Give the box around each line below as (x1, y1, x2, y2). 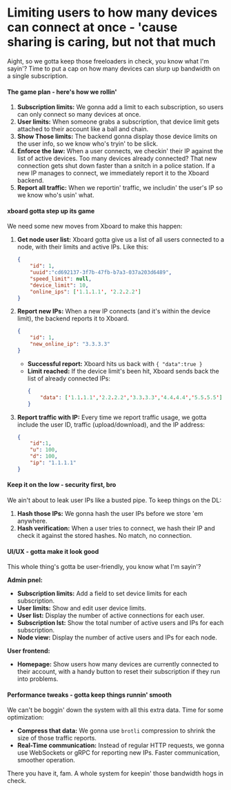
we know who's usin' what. (17, 191, 94, 200)
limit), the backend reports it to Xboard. (17, 314, 129, 322)
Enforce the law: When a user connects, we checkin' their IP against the (17, 147, 223, 155)
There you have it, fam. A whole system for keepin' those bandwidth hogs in (7, 769, 224, 778)
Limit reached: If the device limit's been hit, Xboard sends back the (27, 367, 219, 375)
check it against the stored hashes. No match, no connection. (17, 532, 192, 540)
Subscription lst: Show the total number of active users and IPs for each (17, 619, 224, 627)
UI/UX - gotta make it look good (7, 547, 99, 555)
